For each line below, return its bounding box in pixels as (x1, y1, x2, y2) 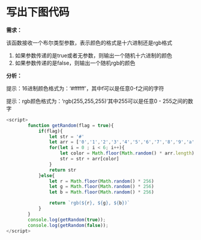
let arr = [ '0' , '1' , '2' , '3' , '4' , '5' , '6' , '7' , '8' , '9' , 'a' (49, 139, 195, 145)
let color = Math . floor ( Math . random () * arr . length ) (59, 150, 195, 156)
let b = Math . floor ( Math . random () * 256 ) (49, 189, 154, 195)
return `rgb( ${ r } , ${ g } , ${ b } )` (49, 200, 130, 206)
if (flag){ (38, 128, 63, 134)
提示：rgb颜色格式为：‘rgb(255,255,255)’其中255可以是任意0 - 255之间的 (6, 97, 188, 105)
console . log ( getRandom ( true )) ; (28, 217, 106, 223)
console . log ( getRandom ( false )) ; (28, 222, 109, 228)
